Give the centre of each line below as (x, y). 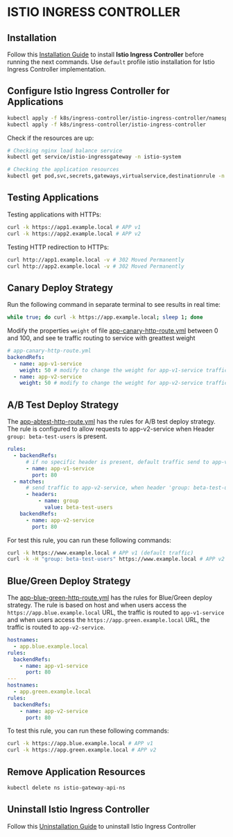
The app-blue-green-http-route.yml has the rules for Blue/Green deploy (110, 598)
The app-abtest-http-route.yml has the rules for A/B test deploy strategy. (112, 422)
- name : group (58, 501)
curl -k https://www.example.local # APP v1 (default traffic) (101, 553)
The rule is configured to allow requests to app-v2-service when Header (111, 429)
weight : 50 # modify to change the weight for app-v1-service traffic (124, 370)
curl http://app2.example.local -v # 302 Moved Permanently (96, 266)
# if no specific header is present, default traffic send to (117, 462)
